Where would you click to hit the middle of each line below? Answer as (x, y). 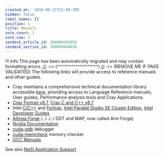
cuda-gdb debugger (33, 129)
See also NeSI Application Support (41, 149)
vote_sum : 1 (17, 38)
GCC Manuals (27, 140)
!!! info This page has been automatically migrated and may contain (74, 61)
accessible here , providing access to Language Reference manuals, (82, 92)
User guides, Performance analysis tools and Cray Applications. (78, 97)
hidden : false (20, 14)
